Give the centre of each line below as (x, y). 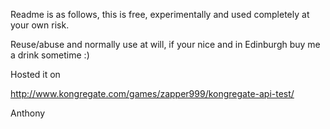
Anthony (28, 113)
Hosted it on (35, 74)
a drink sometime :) (50, 55)
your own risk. (40, 25)
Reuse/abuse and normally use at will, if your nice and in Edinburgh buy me (165, 44)
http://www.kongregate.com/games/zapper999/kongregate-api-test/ (152, 93)
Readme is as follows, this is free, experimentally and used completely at (160, 14)
